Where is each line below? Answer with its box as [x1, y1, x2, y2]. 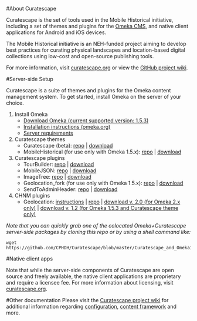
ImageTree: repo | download [23, 173, 92, 180]
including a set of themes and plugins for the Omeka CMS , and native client [6, 23, 189, 29]
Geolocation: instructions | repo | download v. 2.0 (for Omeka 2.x [23, 198, 181, 205]
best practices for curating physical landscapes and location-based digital [6, 46, 186, 53]
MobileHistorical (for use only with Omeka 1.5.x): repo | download [23, 148, 182, 155]
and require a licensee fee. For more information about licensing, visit [6, 279, 174, 286]
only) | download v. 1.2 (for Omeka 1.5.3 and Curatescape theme [23, 205, 179, 211]
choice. [6, 99, 25, 106]
